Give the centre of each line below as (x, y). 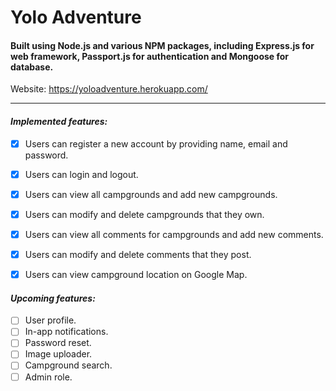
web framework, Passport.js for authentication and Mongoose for (150, 56)
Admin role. (48, 377)
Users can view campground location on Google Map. (136, 274)
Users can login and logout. (81, 174)
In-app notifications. (66, 332)
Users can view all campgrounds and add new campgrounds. (151, 194)
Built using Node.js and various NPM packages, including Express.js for (162, 45)
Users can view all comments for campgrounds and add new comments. (174, 234)
